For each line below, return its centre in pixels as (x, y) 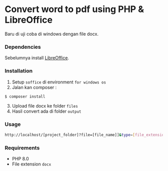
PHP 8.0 (20, 158)
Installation (19, 71)
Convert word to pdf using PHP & (74, 9)
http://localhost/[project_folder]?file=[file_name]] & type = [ (70, 135)
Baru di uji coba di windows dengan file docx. (52, 34)
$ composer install (25, 97)
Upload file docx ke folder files (45, 106)
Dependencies (23, 47)
